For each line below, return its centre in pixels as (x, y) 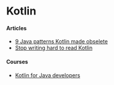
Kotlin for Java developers (47, 75)
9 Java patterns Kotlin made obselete (61, 42)
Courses (17, 61)
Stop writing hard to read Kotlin (54, 48)
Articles (17, 28)
